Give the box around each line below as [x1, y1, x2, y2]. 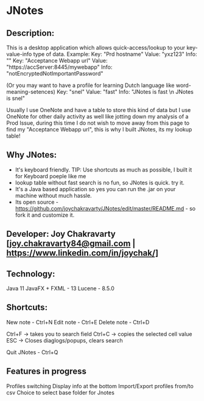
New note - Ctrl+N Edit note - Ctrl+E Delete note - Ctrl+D [6, 318, 150, 326]
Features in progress [6, 366, 86, 377]
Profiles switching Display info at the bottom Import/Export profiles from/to [6, 382, 194, 389]
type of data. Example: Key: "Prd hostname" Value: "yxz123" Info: [33, 51, 197, 58]
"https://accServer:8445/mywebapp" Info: [6, 63, 113, 71]
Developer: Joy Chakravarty [6, 229, 116, 239]
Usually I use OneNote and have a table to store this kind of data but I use [6, 106, 191, 113]
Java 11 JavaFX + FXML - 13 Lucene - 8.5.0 [6, 285, 114, 292]
